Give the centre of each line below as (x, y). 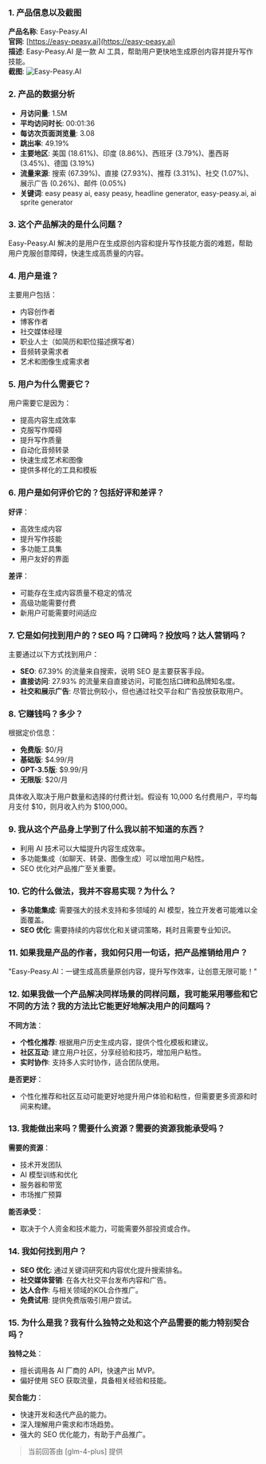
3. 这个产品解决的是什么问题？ (66, 224)
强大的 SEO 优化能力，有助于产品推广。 (84, 1434)
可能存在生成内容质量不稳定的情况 (76, 592)
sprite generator (46, 202)
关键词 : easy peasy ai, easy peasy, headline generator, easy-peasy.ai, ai (138, 193)
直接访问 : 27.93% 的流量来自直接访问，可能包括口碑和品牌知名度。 (129, 682)
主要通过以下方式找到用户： (54, 654)
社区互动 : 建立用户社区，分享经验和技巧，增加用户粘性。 (112, 1052)
